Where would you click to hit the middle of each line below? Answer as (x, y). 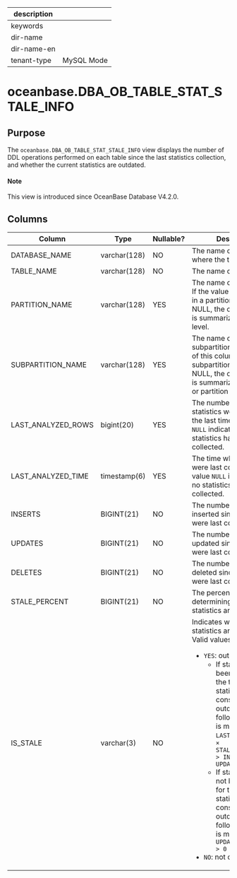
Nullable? (169, 239)
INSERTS (26, 514)
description (33, 14)
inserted (205, 514)
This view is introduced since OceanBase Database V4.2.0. (93, 197)
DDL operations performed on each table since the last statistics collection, (117, 157)
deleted (204, 573)
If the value (210, 291)
